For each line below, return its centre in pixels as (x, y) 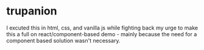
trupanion (32, 11)
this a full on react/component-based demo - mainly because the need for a (102, 34)
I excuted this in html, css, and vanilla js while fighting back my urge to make (102, 28)
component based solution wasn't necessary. (63, 40)
